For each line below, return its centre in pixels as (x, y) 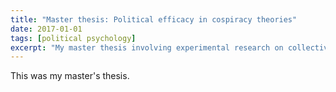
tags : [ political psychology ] (73, 38)
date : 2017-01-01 (46, 29)
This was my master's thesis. (70, 76)
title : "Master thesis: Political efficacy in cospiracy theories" (154, 19)
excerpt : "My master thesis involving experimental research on (147, 47)
